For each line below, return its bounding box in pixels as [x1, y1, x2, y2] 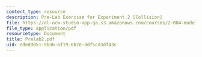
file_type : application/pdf [6, 25, 77, 31]
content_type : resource [6, 8, 66, 15]
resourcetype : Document [6, 31, 66, 37]
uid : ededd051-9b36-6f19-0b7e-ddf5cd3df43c [6, 42, 117, 48]
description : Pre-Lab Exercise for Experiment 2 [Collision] [6, 14, 163, 20]
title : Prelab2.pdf [6, 36, 55, 42]
